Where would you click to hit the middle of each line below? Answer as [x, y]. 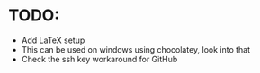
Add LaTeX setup [53, 40]
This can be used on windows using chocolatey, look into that [136, 49]
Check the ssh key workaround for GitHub [99, 59]
